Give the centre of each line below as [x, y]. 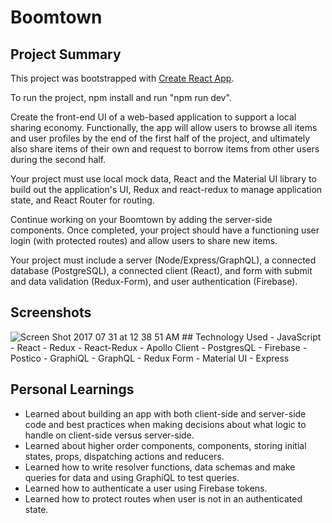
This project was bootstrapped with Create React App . [122, 78]
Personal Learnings [72, 389]
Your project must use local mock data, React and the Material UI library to [163, 179]
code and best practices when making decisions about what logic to [165, 424]
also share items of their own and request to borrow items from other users [165, 149]
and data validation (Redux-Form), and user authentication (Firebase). [154, 281]
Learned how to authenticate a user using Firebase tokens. [146, 488]
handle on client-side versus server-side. [109, 435]
